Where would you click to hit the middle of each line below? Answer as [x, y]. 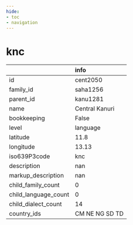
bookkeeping [27, 118]
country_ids [25, 214]
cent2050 [88, 80]
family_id [21, 90]
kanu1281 [89, 99]
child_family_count [34, 185]
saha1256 [89, 90]
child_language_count [39, 194]
